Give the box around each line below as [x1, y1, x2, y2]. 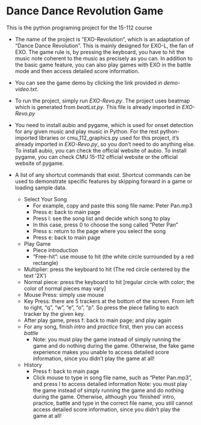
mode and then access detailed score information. [14, 67, 140, 74]
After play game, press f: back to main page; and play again [23, 317, 172, 324]
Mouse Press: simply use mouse [23, 291, 104, 298]
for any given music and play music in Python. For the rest [14, 128, 159, 135]
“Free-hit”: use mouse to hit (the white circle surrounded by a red [32, 253, 194, 260]
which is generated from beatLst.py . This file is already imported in [14, 103, 181, 110]
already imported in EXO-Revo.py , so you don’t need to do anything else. [14, 140, 196, 147]
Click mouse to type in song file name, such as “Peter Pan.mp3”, [32, 373, 192, 381]
